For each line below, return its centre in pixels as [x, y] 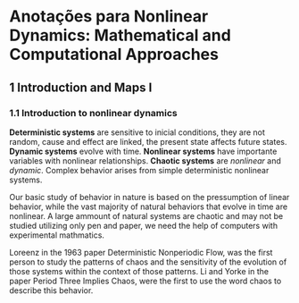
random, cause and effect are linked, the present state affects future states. [148, 141]
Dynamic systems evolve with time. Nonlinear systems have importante [143, 151]
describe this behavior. [51, 290]
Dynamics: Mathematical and [120, 35]
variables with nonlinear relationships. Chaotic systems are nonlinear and [145, 160]
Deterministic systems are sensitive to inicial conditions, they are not [137, 132]
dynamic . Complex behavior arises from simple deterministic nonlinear [139, 170]
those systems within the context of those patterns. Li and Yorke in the [139, 271]
